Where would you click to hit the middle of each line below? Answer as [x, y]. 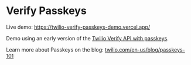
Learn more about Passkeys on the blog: [55, 49]
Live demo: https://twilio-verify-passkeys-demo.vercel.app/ [78, 27]
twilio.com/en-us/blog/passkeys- [145, 49]
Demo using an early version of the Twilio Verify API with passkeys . [87, 38]
